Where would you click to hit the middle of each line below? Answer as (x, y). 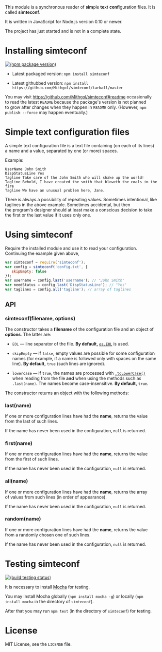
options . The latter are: (28, 334)
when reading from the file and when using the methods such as (77, 378)
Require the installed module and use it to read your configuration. (71, 248)
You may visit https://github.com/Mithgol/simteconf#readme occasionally (78, 96)
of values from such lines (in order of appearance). (56, 497)
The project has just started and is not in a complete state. (63, 31)
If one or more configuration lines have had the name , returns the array (76, 492)
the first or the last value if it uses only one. (48, 215)
